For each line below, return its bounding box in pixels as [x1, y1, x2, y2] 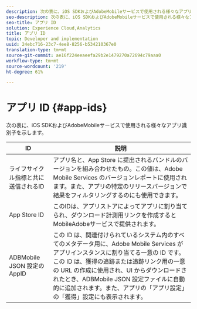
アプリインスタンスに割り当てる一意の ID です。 [53, 248, 185, 257]
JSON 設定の [9, 262, 45, 270]
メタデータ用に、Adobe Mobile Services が [64, 240, 184, 248]
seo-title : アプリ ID [6, 19, 56, 25]
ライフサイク [9, 165, 45, 173]
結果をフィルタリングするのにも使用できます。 [53, 191, 182, 200]
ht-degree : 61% [6, 69, 43, 75]
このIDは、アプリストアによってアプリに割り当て [53, 202, 188, 211]
